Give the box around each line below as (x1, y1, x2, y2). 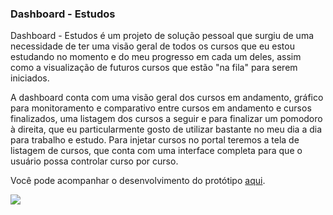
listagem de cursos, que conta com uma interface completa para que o (10, 145, 303, 157)
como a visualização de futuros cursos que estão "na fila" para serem (10, 62, 298, 74)
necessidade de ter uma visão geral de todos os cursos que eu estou (10, 40, 295, 52)
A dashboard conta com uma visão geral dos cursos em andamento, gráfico (10, 92, 324, 104)
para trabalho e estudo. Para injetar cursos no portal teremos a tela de (10, 134, 300, 146)
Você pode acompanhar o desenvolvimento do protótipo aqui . (10, 175, 266, 187)
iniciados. (10, 72, 50, 84)
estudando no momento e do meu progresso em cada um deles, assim (10, 51, 302, 63)
